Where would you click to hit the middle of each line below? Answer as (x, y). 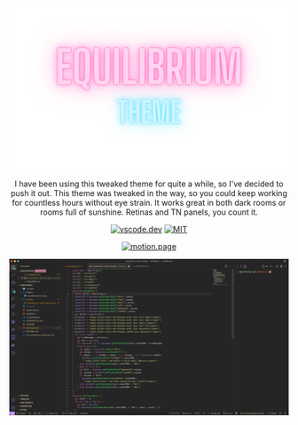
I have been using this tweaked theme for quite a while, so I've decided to (149, 184)
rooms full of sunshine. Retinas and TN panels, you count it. (149, 212)
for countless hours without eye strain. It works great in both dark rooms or (149, 203)
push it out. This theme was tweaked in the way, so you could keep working (149, 193)
